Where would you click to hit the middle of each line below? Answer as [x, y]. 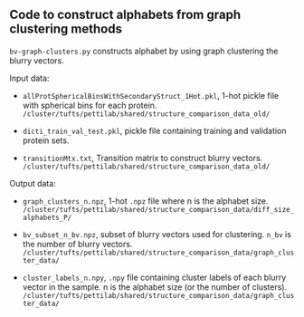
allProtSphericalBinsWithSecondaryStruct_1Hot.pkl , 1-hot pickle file [150, 95]
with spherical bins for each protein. [90, 105]
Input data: [29, 78]
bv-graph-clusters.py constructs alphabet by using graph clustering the [144, 51]
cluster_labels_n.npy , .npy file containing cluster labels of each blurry [154, 277]
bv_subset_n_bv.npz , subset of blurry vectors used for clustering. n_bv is [157, 234]
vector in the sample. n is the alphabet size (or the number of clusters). [155, 287]
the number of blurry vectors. [77, 244]
